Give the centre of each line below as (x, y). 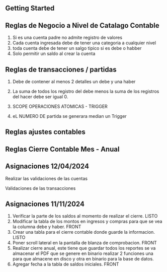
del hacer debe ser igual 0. (40, 97)
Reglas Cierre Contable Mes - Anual (62, 149)
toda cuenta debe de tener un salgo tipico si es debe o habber (77, 48)
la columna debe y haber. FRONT (47, 227)
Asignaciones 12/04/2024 (47, 166)
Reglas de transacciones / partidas (61, 69)
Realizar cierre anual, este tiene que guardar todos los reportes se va (84, 248)
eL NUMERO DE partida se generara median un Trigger (69, 116)
